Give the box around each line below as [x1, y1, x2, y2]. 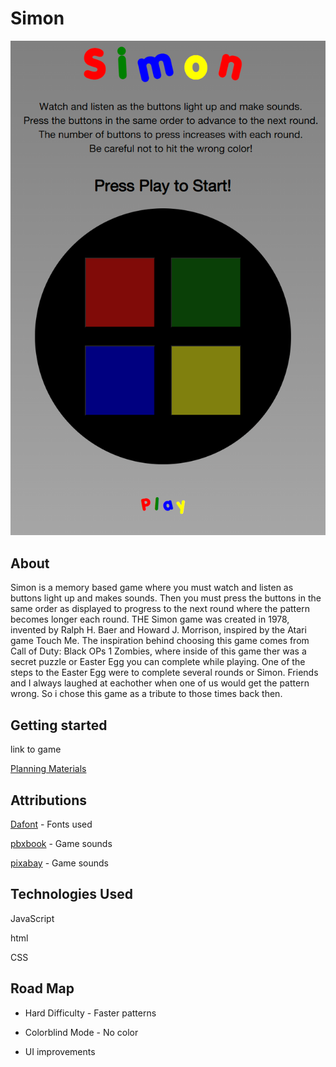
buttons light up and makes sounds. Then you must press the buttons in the [10, 592, 322, 604]
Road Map [10, 980, 75, 997]
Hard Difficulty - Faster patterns [24, 1007, 157, 1019]
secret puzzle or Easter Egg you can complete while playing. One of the [10, 656, 306, 668]
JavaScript [10, 912, 55, 924]
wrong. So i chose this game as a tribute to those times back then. [10, 688, 283, 700]
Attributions [10, 792, 88, 809]
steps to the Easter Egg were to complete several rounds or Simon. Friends [10, 667, 319, 679]
